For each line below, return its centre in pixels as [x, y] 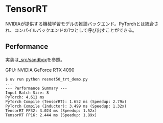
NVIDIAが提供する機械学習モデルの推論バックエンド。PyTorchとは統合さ [82, 24]
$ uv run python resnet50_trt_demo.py [46, 79]
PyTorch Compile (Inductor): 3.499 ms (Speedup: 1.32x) [66, 106]
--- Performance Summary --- [36, 88]
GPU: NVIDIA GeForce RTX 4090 [40, 70]
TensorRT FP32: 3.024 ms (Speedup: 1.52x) [51, 111]
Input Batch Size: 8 [27, 93]
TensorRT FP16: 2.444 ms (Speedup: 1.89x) [51, 115]
